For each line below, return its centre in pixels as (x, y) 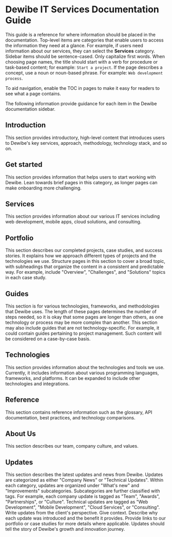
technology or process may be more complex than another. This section (81, 322)
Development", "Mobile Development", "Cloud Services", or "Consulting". (83, 507)
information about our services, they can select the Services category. (80, 51)
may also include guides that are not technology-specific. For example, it (82, 328)
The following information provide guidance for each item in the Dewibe (81, 103)
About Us (21, 434)
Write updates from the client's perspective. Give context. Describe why (82, 513)
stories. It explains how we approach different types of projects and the (81, 256)
